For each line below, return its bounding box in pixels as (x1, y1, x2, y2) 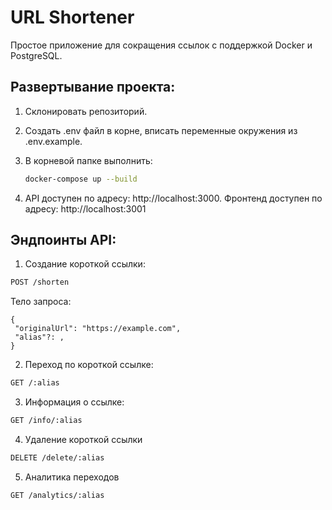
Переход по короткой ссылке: (24, 359, 154, 371)
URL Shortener (10, 6, 135, 29)
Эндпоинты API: (10, 232, 117, 249)
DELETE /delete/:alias (10, 453, 105, 463)
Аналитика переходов (24, 471, 120, 483)
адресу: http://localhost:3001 (24, 202, 147, 215)
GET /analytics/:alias (10, 490, 105, 500)
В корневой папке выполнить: (24, 154, 153, 166)
